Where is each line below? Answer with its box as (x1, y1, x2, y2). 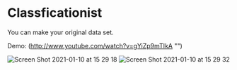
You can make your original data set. (7, 28, 114, 36)
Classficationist (7, 5, 103, 21)
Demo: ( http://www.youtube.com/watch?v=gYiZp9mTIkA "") (7, 41, 183, 50)
